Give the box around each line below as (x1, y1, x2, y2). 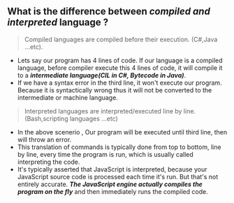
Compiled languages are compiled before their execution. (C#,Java (24, 35, 218, 43)
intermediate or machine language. (17, 93, 119, 101)
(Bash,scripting (24, 114, 68, 122)
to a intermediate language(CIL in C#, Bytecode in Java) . (17, 71, 187, 79)
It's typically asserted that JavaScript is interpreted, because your (17, 164, 207, 174)
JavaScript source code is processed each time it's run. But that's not (17, 172, 219, 181)
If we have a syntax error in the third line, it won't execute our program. (17, 78, 222, 87)
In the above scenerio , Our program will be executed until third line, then (17, 127, 228, 136)
